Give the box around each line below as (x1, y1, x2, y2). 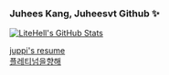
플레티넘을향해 (9, 56, 62, 67)
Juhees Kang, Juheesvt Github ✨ (9, 7, 160, 20)
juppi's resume (9, 45, 66, 56)
